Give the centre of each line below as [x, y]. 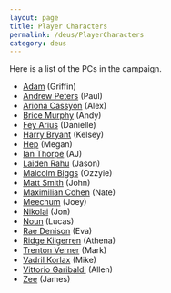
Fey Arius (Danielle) [60, 125]
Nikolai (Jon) [46, 212]
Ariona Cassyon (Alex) [65, 106]
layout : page [34, 18]
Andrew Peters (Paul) [62, 96]
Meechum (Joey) [55, 202]
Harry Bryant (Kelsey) [63, 135]
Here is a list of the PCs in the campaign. [85, 69]
